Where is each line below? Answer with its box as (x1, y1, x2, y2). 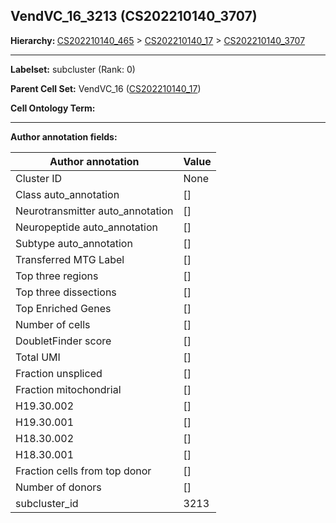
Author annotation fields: (10, 130, 118, 143)
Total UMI (15, 350, 61, 364)
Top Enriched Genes (15, 301, 112, 315)
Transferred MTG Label (15, 252, 125, 266)
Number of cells (15, 317, 91, 331)
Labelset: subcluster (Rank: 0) (10, 63, 136, 75)
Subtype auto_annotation (15, 236, 133, 250)
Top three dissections (15, 285, 117, 299)
